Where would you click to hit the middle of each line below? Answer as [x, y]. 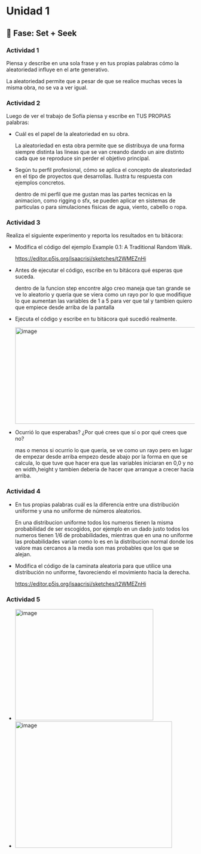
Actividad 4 [23, 491]
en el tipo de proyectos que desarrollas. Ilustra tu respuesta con [94, 176]
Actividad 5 [23, 599]
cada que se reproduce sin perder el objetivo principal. [83, 158]
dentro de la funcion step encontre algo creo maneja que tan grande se [103, 288]
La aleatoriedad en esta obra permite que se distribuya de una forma [99, 146]
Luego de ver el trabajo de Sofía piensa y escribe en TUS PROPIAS [89, 116]
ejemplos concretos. [40, 183]
